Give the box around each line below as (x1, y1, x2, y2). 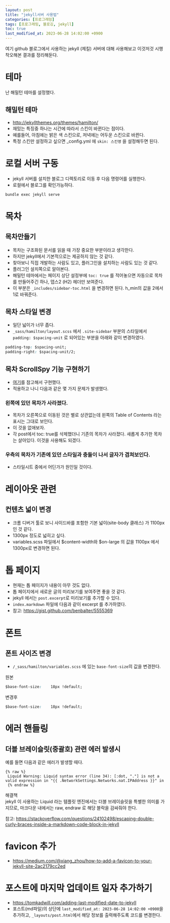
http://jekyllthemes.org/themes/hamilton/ (12, 119, 99, 125)
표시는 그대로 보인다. (12, 418, 54, 424)
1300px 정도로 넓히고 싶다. (12, 532, 66, 538)
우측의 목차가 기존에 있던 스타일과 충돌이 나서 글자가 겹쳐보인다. (5, 451, 150, 458)
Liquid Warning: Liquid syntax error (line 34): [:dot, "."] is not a (7, 774, 159, 779)
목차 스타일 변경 (5, 307, 52, 316)
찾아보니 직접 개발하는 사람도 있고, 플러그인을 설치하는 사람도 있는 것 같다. (12, 259, 158, 265)
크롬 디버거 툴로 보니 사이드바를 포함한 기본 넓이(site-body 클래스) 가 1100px (12, 520, 165, 526)
